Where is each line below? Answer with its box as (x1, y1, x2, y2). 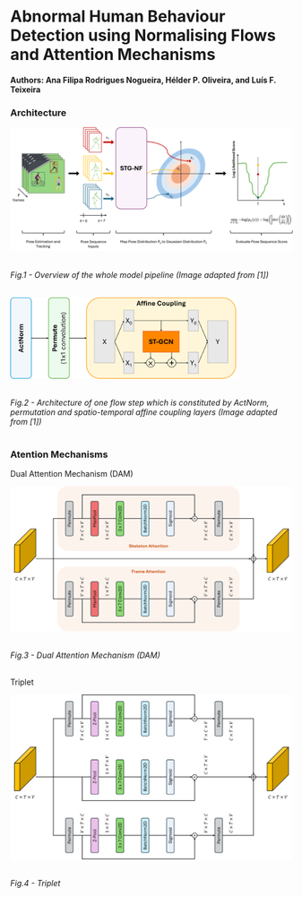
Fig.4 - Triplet (10, 878, 61, 889)
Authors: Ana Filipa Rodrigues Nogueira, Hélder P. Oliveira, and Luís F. (10, 74, 277, 85)
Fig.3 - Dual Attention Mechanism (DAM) (10, 650, 160, 660)
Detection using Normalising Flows (10, 25, 276, 46)
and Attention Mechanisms (10, 45, 216, 65)
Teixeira (10, 83, 41, 95)
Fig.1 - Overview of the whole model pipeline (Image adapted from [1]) (10, 269, 270, 280)
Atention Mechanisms (10, 448, 108, 461)
